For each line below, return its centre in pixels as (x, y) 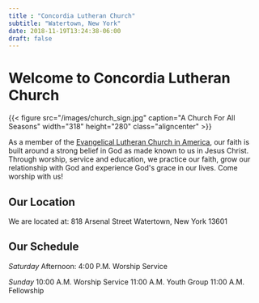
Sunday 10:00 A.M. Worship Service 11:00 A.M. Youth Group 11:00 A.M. (127, 282)
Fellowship (26, 290)
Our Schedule (44, 247)
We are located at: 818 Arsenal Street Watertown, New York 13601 (118, 221)
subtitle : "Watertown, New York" (65, 23)
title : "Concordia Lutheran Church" (72, 16)
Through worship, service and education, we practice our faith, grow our (129, 159)
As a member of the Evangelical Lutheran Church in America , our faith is (129, 142)
